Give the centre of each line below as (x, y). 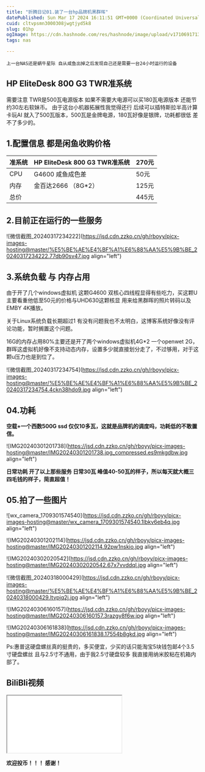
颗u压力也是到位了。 (32, 357)
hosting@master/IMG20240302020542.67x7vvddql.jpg (76, 565)
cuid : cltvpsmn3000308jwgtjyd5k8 (49, 23)
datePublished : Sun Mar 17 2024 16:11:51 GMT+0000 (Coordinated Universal (103, 18)
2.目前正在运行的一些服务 (54, 221)
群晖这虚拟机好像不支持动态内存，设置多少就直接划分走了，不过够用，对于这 (103, 349)
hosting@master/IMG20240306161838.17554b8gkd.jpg (76, 634)
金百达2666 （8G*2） (66, 186)
